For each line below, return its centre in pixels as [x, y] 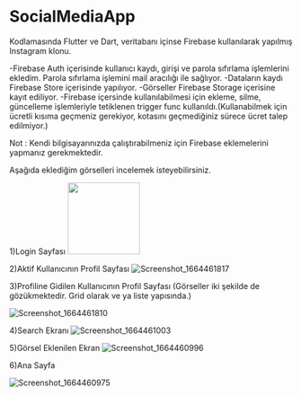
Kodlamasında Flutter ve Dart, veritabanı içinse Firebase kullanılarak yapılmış [151, 41]
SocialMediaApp [72, 17]
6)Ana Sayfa [32, 365]
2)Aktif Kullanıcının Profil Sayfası [70, 268]
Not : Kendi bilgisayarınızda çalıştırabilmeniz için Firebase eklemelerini [139, 143]
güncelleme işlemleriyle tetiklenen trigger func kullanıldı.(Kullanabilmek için [148, 106]
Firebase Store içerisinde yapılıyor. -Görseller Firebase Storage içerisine [142, 87]
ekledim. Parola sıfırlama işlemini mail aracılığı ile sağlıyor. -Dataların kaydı [146, 77]
